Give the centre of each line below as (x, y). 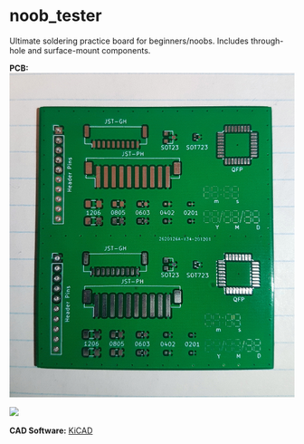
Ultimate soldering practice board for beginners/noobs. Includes (129, 41)
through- (267, 41)
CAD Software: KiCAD (51, 430)
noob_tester (56, 16)
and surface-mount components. (89, 50)
